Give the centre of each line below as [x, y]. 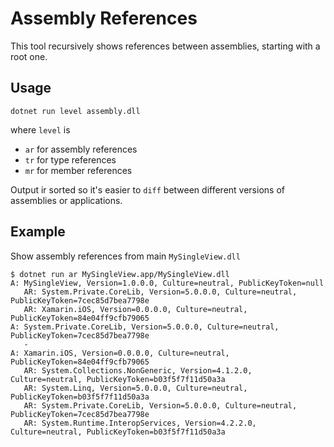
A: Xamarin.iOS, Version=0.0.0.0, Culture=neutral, [120, 353]
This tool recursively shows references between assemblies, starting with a [165, 46]
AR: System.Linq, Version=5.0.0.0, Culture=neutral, [135, 388]
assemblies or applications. [66, 200]
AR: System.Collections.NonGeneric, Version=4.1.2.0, [138, 370]
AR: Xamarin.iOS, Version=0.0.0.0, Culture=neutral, [135, 309]
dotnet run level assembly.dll [75, 111]
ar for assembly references [81, 149]
